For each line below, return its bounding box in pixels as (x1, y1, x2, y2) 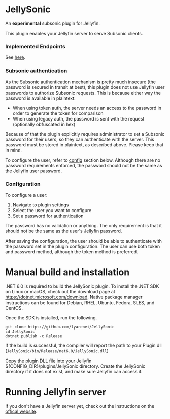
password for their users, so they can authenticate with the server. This (5, 136, 155, 142)
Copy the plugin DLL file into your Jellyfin (5, 357, 92, 364)
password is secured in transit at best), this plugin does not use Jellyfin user (5, 84, 165, 90)
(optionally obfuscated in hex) (12, 121, 76, 127)
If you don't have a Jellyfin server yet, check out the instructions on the (5, 403, 155, 409)
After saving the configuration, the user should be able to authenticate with (5, 237, 162, 244)
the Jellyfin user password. (5, 168, 62, 174)
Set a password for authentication (12, 213, 84, 219)
